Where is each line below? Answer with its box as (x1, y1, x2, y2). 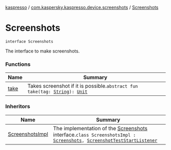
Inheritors (5, 103, 31, 110)
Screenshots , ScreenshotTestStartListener (53, 137, 158, 143)
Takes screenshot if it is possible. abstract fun (27, 83, 138, 90)
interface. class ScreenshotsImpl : (53, 131, 136, 138)
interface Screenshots (5, 39, 53, 44)
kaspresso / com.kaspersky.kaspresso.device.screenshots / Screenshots (5, 5, 159, 10)
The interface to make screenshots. (5, 48, 80, 54)
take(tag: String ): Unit (27, 89, 88, 95)
